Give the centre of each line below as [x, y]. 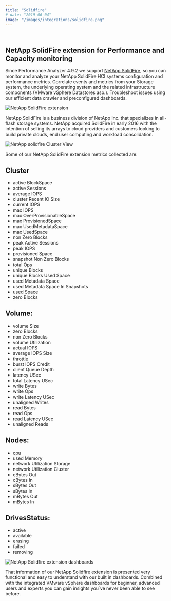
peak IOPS [24, 248]
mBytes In [23, 502]
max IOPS [23, 210]
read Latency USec [33, 419]
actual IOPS [25, 348]
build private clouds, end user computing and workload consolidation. [79, 135]
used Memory [27, 458]
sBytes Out [24, 485]
